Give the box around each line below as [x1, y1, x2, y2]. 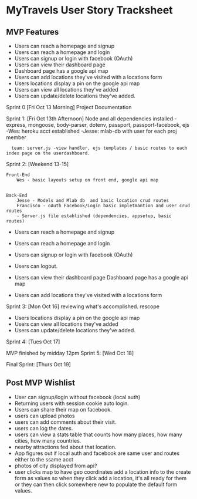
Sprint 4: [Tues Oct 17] [6, 338, 60, 345]
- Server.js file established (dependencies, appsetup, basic [16, 213, 172, 219]
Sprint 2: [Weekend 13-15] [6, 161, 69, 167]
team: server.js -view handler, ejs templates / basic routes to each [11, 145, 188, 151]
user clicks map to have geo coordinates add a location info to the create [14, 468, 191, 476]
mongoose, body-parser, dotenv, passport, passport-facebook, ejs [28, 122, 189, 128]
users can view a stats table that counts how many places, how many [14, 431, 183, 438]
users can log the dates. [14, 424, 73, 431]
